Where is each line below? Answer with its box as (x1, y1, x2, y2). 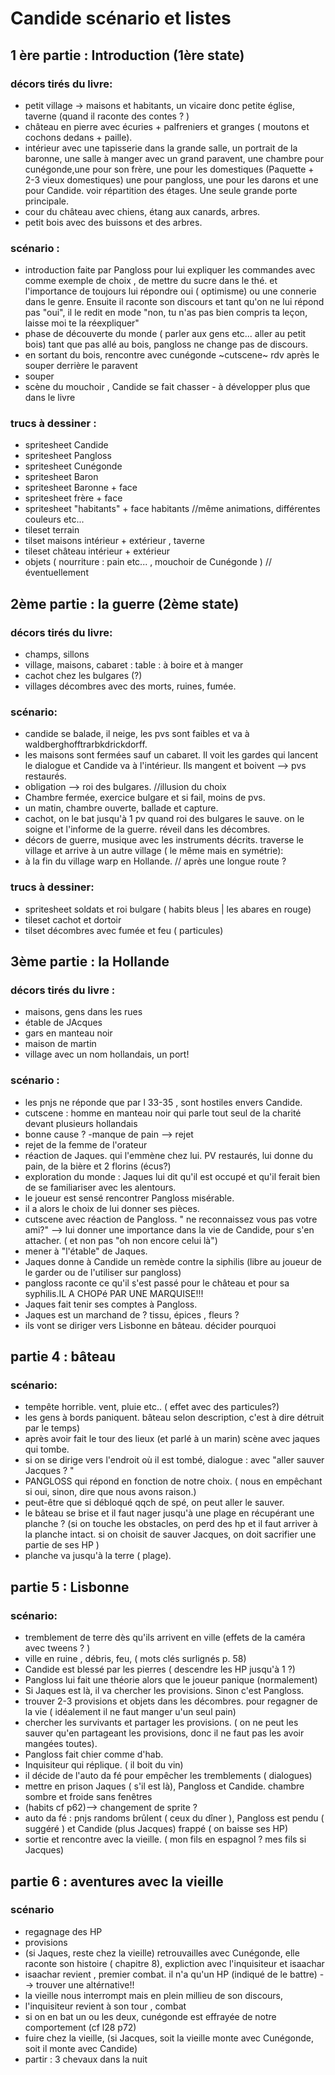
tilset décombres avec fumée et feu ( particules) (24, 924, 224, 936)
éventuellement (24, 567, 89, 579)
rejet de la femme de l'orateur (24, 1138, 148, 1151)
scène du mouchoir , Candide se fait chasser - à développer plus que (24, 381, 311, 393)
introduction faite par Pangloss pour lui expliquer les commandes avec (24, 264, 316, 276)
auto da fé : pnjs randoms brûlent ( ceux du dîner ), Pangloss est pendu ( (24, 1812, 325, 1824)
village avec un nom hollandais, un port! (24, 1048, 190, 1061)
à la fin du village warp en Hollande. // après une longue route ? (24, 855, 287, 867)
